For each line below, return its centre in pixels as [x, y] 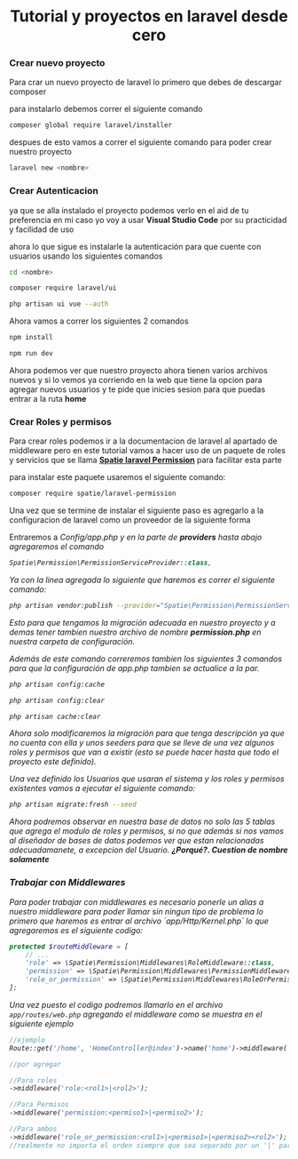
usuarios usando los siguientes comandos [86, 256]
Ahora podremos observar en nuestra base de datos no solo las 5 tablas [142, 822]
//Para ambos [33, 1129]
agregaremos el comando [57, 547]
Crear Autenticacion [54, 191]
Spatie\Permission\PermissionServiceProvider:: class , [111, 563]
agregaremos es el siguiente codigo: [76, 930]
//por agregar [35, 1064]
